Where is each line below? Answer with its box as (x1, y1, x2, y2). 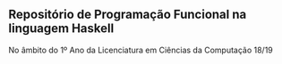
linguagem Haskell (8, 21, 115, 36)
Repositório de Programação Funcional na (8, 7, 247, 22)
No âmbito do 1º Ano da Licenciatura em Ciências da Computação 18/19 (8, 44, 274, 55)
